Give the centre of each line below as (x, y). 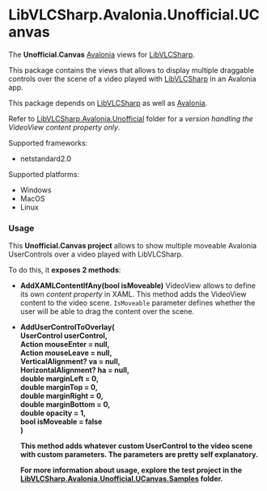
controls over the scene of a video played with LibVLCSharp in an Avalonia (132, 78)
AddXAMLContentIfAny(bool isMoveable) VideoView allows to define (138, 286)
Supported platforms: (44, 174)
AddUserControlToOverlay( (67, 327)
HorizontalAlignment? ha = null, (74, 370)
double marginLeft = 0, (59, 379)
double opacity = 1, (53, 413)
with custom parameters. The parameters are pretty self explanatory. (139, 455)
